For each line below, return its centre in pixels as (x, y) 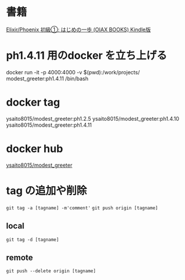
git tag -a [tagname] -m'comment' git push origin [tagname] (82, 208)
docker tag (33, 102)
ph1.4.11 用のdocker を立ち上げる (87, 56)
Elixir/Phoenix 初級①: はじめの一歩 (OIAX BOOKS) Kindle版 (79, 29)
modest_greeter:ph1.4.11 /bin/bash (47, 78)
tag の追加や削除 (47, 191)
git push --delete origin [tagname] (51, 271)
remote (20, 257)
